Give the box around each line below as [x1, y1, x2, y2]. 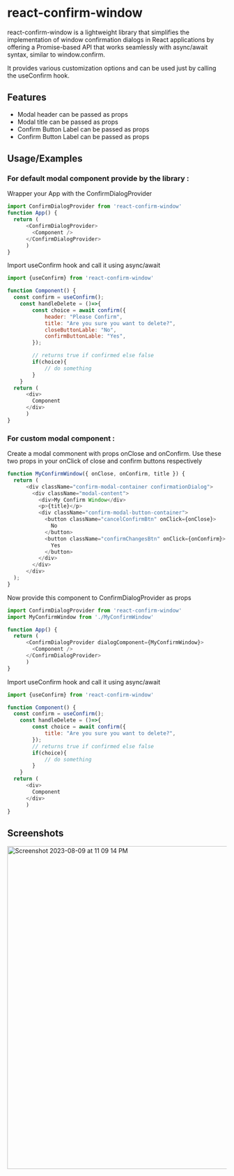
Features [7, 92, 47, 103]
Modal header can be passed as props [17, 110, 129, 118]
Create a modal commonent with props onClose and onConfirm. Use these [7, 450, 221, 458]
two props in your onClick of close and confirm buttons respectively [7, 457, 203, 466]
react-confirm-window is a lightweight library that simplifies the [7, 28, 190, 36]
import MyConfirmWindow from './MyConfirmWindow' [7, 613, 155, 620]
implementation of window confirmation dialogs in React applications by [7, 35, 214, 43]
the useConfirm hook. [7, 71, 70, 80]
